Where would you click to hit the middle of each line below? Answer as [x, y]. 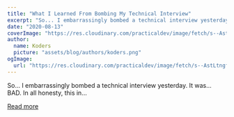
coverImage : [24, 33]
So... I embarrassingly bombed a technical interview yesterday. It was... [110, 85]
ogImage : [20, 59]
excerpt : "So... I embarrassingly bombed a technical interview [102, 20]
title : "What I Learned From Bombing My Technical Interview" [99, 14]
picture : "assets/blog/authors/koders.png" [77, 53]
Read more [23, 106]
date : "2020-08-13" [36, 26]
